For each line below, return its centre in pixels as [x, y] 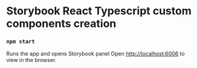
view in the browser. [31, 60]
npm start [21, 42]
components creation [61, 24]
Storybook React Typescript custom [99, 11]
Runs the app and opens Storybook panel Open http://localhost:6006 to [96, 54]
